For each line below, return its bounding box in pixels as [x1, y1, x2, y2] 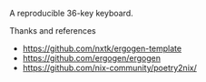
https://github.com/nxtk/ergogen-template [22, 43, 182, 54]
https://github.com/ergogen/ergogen [22, 53, 162, 63]
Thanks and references [9, 26, 97, 36]
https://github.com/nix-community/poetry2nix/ [22, 63, 197, 73]
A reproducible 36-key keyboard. [9, 8, 133, 18]
